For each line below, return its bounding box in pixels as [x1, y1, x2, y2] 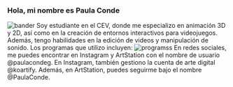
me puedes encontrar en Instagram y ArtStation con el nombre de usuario [7, 51, 220, 59]
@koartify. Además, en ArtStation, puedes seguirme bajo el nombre [7, 65, 202, 74]
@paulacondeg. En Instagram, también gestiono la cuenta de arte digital [7, 58, 216, 67]
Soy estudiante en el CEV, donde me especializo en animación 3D [36, 22, 226, 30]
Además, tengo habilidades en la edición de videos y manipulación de [7, 36, 209, 45]
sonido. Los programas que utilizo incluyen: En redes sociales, [7, 44, 227, 52]
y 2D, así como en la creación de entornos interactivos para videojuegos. [7, 29, 218, 37]
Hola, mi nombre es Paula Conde [7, 6, 120, 15]
